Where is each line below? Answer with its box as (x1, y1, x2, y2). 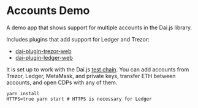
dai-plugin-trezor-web (15, 47, 72, 55)
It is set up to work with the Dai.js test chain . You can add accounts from (6, 65, 189, 73)
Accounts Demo (6, 4, 90, 18)
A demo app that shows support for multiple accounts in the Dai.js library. (6, 24, 192, 31)
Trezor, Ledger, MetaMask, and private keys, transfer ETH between (6, 72, 176, 79)
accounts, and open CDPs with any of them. (6, 79, 118, 86)
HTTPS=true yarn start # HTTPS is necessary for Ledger (6, 96, 152, 102)
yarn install (6, 90, 40, 96)
